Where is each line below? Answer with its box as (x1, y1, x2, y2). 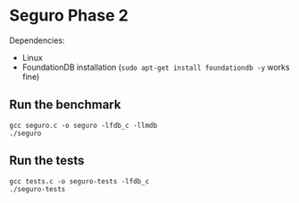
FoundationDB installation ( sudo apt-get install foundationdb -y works (21, 62, 290, 72)
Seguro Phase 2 (9, 5, 129, 26)
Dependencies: (9, 35, 65, 46)
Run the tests (9, 153, 85, 168)
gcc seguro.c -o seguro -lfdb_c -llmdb (9, 121, 158, 130)
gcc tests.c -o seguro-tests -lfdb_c (9, 176, 150, 186)
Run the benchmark (9, 97, 121, 113)
